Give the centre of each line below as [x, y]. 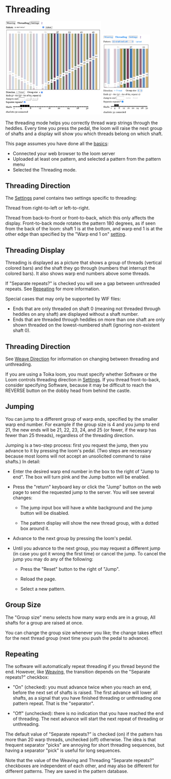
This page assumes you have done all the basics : [57, 143]
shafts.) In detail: [23, 461]
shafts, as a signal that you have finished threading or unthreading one [87, 698]
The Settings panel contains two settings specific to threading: [71, 198]
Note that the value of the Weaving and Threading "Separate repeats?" [80, 761]
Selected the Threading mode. [45, 169]
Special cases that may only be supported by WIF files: [63, 299]
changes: [22, 497]
